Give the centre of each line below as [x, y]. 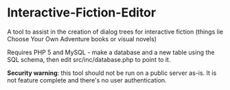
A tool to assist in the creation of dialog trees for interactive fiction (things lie [115, 32]
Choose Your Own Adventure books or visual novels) [82, 38]
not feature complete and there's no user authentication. [87, 80]
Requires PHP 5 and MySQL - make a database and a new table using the [111, 52]
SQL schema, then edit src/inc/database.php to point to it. [89, 59]
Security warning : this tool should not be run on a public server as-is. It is [112, 73]
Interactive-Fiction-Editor [82, 13]
